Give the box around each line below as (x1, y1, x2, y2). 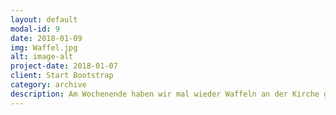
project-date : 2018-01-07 (10, 61, 118, 71)
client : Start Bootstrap (10, 71, 114, 81)
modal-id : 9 (10, 24, 60, 34)
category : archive (10, 80, 87, 90)
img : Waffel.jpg (10, 42, 78, 53)
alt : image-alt (10, 52, 74, 62)
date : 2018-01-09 (10, 33, 83, 43)
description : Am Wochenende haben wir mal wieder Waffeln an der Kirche (10, 89, 320, 99)
